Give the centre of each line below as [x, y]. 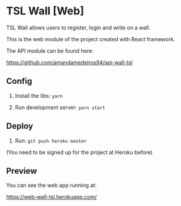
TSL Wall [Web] [45, 11]
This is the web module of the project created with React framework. [90, 39]
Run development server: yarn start [60, 107]
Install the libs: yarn [39, 96]
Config [19, 81]
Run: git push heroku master [50, 140]
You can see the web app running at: [51, 185]
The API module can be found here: [50, 51]
